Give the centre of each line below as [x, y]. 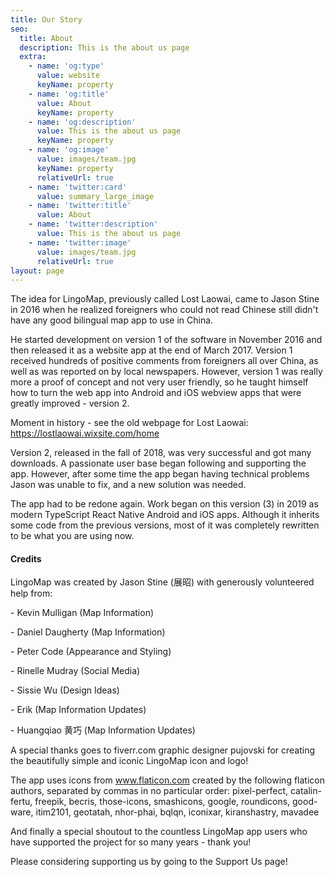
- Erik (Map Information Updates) [78, 710]
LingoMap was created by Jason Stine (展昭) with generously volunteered [162, 582]
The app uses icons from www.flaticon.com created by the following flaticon [167, 780]
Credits [26, 558]
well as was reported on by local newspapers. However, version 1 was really [166, 372]
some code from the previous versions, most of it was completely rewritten [165, 525]
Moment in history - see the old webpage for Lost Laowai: [129, 423]
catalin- [305, 791]
